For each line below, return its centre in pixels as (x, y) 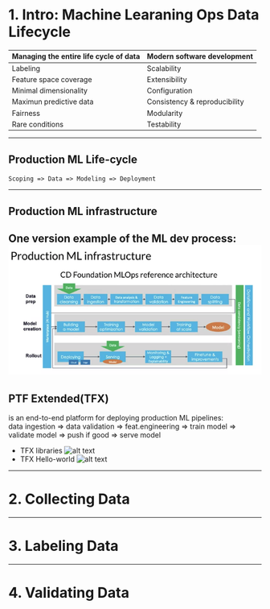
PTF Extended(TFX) (59, 398)
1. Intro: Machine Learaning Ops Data (134, 15)
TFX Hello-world (47, 459)
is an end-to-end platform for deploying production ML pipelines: (116, 418)
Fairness (26, 113)
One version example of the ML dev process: (123, 239)
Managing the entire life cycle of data (76, 56)
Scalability (164, 68)
